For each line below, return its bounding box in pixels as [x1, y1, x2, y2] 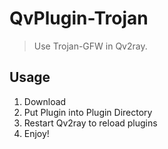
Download [23, 95, 67, 107]
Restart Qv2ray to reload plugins [23, 117, 158, 129]
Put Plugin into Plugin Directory [23, 106, 153, 118]
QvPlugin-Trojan [9, 7, 149, 30]
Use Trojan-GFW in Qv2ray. [33, 40, 148, 52]
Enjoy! [23, 127, 50, 139]
